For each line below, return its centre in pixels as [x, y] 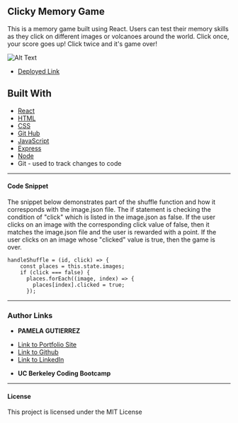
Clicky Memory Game [56, 12]
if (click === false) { [55, 272]
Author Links [30, 315]
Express [29, 148]
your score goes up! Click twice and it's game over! [83, 44]
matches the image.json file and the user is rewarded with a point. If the [112, 232]
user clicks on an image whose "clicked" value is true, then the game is [112, 239]
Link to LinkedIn [41, 360]
